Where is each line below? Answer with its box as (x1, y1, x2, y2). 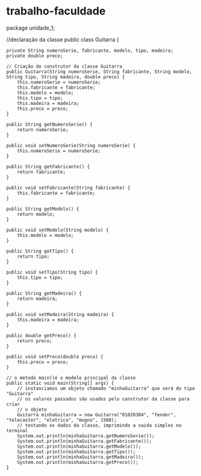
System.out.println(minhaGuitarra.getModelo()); (17, 443, 141, 449)
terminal (6, 427, 28, 434)
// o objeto (17, 406, 47, 413)
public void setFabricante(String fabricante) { (6, 185, 131, 191)
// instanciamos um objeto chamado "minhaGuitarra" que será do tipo (17, 385, 196, 392)
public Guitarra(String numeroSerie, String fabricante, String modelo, (6, 68, 193, 75)
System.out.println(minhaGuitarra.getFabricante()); (17, 438, 152, 444)
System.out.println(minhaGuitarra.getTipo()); (17, 448, 136, 455)
